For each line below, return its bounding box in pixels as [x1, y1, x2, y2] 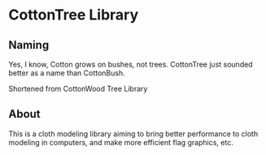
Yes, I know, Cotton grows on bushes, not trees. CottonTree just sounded [8, 59, 254, 69]
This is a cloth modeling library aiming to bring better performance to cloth [8, 128, 259, 139]
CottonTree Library [8, 6, 139, 24]
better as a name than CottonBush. [8, 68, 125, 78]
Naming [8, 38, 50, 52]
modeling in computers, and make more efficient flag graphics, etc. [8, 137, 233, 147]
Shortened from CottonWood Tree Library [8, 84, 148, 93]
